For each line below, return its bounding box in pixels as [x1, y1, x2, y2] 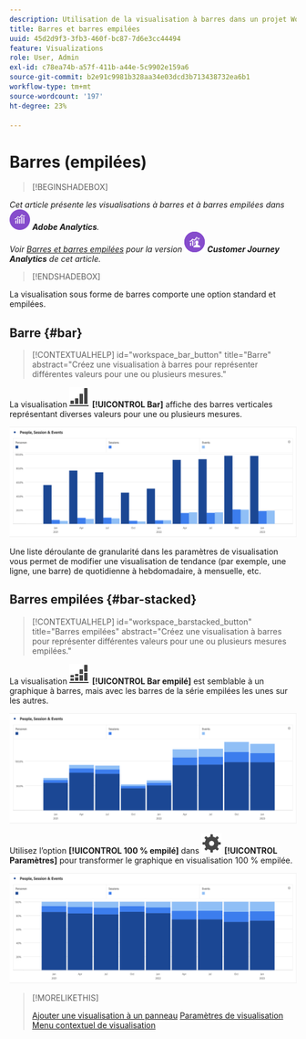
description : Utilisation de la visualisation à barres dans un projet [9, 15, 287, 24]
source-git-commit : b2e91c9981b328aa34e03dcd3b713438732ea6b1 [9, 73, 250, 82]
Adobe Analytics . [31, 222, 100, 233]
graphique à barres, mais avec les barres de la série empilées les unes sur [9, 685, 289, 696]
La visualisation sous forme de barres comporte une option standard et [9, 289, 276, 300]
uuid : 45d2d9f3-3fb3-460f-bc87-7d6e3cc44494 [9, 34, 181, 43]
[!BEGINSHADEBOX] [31, 182, 108, 193]
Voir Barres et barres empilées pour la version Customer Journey [9, 244, 280, 255]
